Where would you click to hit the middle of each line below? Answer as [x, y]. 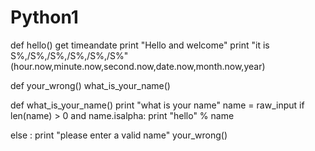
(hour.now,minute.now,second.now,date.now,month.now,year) [138, 66]
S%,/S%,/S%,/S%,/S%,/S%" [69, 55]
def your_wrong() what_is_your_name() [90, 85]
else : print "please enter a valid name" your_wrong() [119, 135]
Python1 [44, 17]
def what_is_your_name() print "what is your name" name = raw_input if [157, 105]
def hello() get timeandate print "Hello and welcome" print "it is [140, 45]
